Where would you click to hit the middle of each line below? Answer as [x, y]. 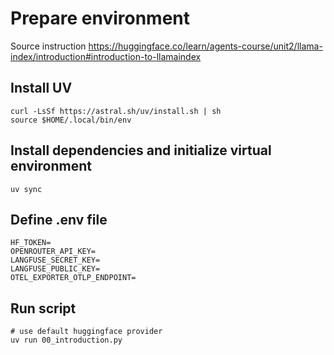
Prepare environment [100, 18]
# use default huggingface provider [86, 332]
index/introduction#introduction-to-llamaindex [106, 56]
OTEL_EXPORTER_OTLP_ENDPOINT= [73, 278]
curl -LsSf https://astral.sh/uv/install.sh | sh [116, 111]
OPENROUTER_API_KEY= [53, 252]
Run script [43, 308]
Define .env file [59, 219]
